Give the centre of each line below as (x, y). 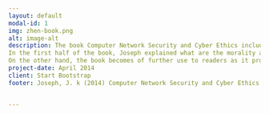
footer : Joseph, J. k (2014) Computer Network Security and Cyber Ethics (134, 83)
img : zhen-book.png (41, 31)
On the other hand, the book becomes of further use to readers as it (128, 61)
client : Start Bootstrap (50, 75)
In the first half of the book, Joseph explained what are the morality (132, 53)
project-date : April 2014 (51, 68)
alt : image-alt (34, 38)
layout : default (35, 16)
